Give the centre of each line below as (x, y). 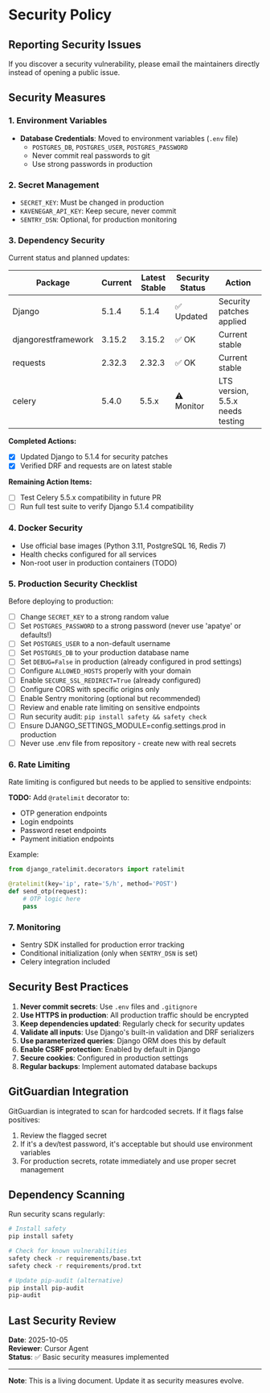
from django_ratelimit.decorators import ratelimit (96, 869)
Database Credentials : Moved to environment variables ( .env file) (129, 138)
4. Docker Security (45, 528)
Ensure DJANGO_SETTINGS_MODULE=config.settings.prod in (123, 725)
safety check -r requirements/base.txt (75, 1258)
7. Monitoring (35, 927)
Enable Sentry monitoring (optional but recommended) (110, 698)
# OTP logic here (52, 899)
